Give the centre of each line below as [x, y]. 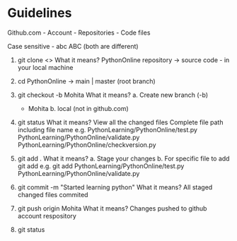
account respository [47, 216]
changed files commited [53, 194]
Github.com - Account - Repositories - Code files [79, 33]
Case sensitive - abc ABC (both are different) [73, 46]
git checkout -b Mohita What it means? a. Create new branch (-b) [113, 95]
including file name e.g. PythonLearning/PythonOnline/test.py [108, 129]
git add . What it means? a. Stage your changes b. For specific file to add [123, 158]
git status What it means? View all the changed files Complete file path [120, 122]
